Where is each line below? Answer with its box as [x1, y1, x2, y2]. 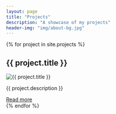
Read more [6, 96, 33, 103]
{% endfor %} [6, 102, 40, 109]
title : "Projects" [6, 14, 51, 20]
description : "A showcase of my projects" [6, 19, 111, 25]
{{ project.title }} [6, 58, 68, 68]
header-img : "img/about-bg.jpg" [6, 25, 85, 31]
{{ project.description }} [6, 85, 64, 92]
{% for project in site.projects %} [6, 41, 86, 48]
